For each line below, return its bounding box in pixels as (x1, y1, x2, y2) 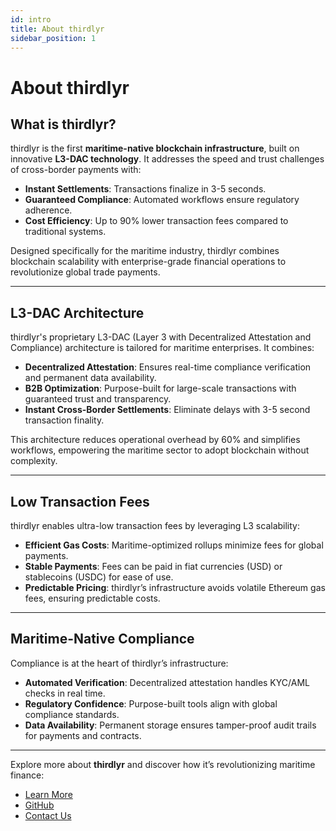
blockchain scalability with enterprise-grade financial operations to (10, 256, 287, 268)
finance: (10, 769, 45, 781)
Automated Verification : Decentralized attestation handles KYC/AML (24, 676, 310, 688)
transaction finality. (24, 414, 105, 426)
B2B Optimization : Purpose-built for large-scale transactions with (24, 382, 297, 395)
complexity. (10, 455, 58, 467)
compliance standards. (24, 708, 120, 720)
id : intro (10, 14, 52, 25)
